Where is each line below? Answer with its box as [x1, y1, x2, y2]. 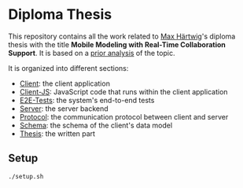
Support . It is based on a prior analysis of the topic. [8, 48, 175, 57]
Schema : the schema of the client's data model [19, 120, 173, 130]
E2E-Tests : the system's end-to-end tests [19, 95, 155, 105]
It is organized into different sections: [8, 63, 129, 72]
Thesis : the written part [19, 128, 96, 138]
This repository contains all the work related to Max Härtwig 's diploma [8, 31, 236, 41]
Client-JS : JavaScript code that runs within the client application [19, 87, 228, 96]
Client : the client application [19, 79, 110, 88]
